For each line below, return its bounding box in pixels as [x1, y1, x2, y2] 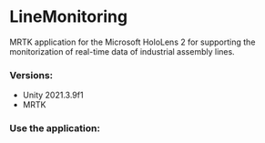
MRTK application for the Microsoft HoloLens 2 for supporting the [9, 36, 256, 47]
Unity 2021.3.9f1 [22, 89, 84, 101]
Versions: [9, 68, 54, 81]
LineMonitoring [9, 6, 128, 27]
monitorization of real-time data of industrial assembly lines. [9, 46, 235, 56]
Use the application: [9, 122, 100, 135]
